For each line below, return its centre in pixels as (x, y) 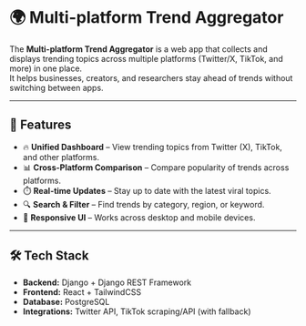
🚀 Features (41, 125)
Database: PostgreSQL (66, 301)
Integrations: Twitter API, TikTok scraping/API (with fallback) (137, 311)
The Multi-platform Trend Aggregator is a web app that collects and (139, 49)
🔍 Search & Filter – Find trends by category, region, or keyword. (143, 204)
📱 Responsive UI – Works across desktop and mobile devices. (139, 217)
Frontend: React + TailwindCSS (82, 291)
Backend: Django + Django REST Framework (107, 282)
